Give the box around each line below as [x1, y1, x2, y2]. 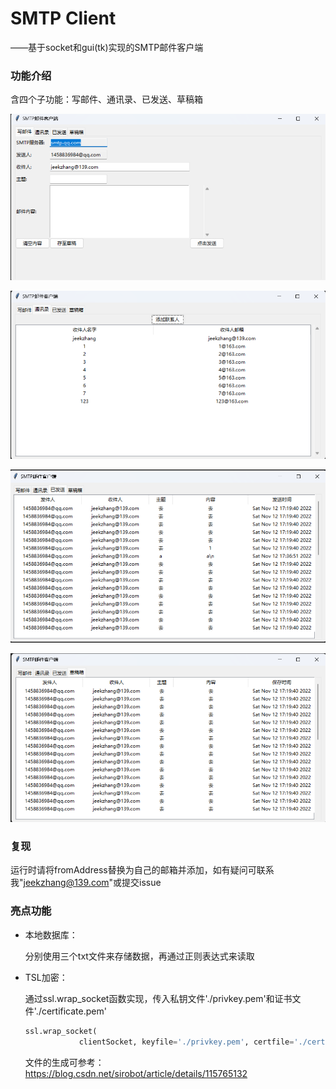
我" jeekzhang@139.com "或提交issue [10, 877, 162, 889]
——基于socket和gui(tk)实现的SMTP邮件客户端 [10, 41, 204, 53]
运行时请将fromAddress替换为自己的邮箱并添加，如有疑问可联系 [10, 864, 275, 876]
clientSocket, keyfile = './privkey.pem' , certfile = [78, 1037, 295, 1047]
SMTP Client [10, 7, 117, 30]
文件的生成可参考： [24, 1056, 105, 1068]
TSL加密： [24, 971, 68, 983]
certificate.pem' [41, 1005, 107, 1017]
